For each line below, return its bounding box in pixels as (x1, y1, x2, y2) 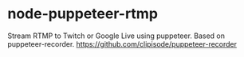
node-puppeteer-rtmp (7, 5, 159, 23)
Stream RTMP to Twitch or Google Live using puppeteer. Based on (7, 31, 225, 40)
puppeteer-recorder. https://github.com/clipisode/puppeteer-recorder (7, 39, 237, 48)
